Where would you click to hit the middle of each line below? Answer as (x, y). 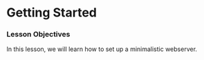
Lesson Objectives (38, 34)
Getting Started (52, 13)
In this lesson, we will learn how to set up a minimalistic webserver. (102, 49)
